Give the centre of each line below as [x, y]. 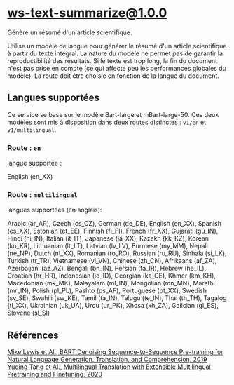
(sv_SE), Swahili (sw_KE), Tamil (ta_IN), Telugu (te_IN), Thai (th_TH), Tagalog [117, 298]
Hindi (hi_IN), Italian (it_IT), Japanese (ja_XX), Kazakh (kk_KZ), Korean [108, 238]
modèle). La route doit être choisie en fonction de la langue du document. [113, 76]
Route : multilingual [43, 194]
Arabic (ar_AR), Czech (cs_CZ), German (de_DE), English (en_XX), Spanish [115, 224]
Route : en [24, 147]
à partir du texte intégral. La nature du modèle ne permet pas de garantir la [115, 53]
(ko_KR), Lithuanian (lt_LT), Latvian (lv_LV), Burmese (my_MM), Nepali [108, 246]
